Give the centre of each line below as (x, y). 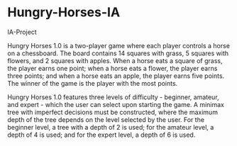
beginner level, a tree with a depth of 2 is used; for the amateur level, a (111, 127)
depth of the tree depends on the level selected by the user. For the (106, 119)
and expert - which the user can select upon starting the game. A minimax (116, 104)
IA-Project (22, 32)
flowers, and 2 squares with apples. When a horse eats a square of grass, (115, 60)
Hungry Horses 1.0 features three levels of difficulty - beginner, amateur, (113, 97)
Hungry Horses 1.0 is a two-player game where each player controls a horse (119, 45)
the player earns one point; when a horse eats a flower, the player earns (112, 68)
